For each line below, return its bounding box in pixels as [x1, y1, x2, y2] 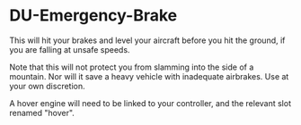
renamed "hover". [9, 107, 75, 118]
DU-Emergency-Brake [9, 5, 178, 26]
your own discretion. [9, 80, 85, 91]
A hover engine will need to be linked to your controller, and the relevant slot [9, 97, 292, 108]
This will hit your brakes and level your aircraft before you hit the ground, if [9, 35, 286, 46]
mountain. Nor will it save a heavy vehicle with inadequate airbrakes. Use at [9, 71, 289, 81]
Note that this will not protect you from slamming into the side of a [9, 62, 254, 72]
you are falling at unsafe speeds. [9, 44, 130, 54]
